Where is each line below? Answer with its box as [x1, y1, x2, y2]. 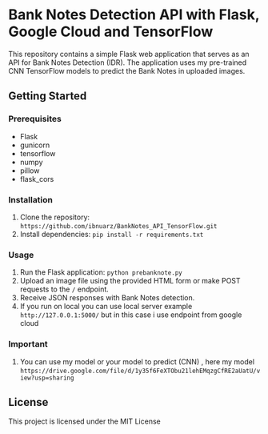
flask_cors [19, 174, 54, 183]
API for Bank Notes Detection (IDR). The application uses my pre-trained [8, 58, 247, 67]
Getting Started [8, 90, 87, 103]
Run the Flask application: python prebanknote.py [19, 267, 182, 277]
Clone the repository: [19, 212, 90, 222]
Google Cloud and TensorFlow [8, 22, 214, 41]
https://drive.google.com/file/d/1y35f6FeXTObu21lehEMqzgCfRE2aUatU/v [19, 367, 261, 375]
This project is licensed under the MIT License [8, 416, 162, 426]
